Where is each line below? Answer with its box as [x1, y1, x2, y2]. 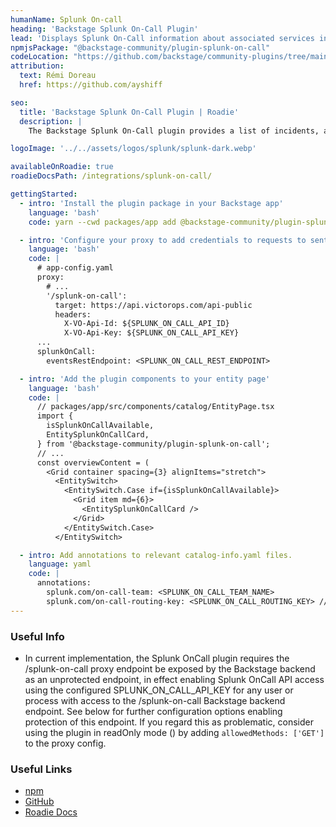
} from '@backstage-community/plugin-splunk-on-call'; [36, 439, 271, 449]
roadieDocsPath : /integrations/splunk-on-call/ [10, 171, 213, 181]
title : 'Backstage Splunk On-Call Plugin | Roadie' [19, 107, 240, 117]
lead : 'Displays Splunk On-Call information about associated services [10, 33, 315, 43]
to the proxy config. [24, 737, 107, 749]
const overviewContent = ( [36, 457, 150, 468]
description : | [19, 116, 83, 126]
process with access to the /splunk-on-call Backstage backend [24, 694, 286, 706]
